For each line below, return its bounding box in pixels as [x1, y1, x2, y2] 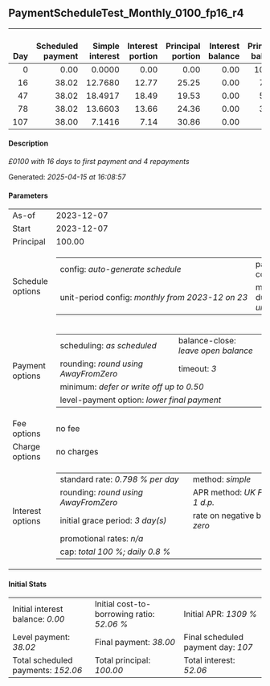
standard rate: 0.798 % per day [59, 474, 179, 485]
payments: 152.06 [12, 665, 83, 676]
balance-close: [178, 335, 237, 347]
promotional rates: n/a [59, 533, 144, 544]
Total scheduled [12, 655, 73, 666]
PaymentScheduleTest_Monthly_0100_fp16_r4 [8, 6, 244, 20]
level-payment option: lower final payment [59, 394, 222, 405]
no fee [55, 423, 80, 434]
